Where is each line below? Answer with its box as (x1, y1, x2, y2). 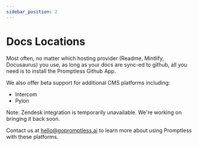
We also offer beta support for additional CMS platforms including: (6, 79, 170, 86)
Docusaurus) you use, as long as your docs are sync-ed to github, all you (6, 61, 187, 68)
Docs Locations (6, 34, 86, 48)
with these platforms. (6, 133, 59, 140)
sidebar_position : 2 (6, 8, 58, 15)
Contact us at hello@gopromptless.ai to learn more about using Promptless (6, 127, 192, 134)
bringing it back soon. (6, 115, 60, 122)
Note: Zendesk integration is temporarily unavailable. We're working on (6, 109, 182, 116)
